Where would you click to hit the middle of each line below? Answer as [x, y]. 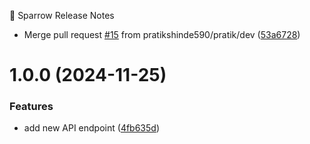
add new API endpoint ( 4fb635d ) [91, 128]
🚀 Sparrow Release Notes [62, 15]
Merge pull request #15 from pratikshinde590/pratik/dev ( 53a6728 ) [162, 34]
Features [31, 107]
